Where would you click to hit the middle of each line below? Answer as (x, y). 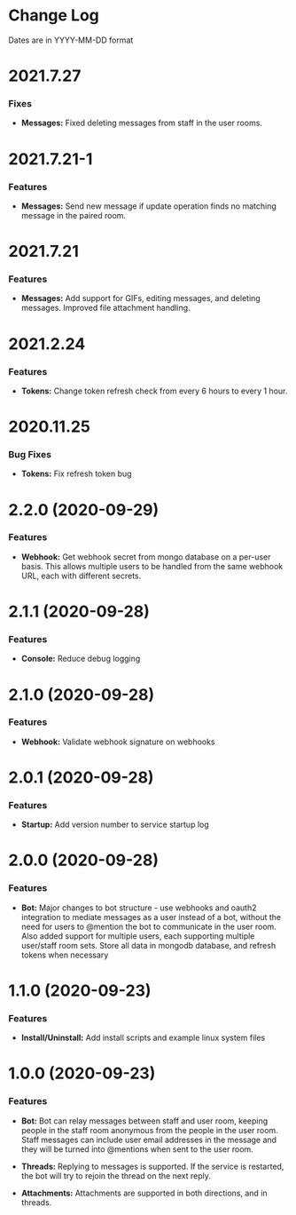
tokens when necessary (65, 955)
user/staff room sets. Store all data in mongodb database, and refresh (148, 945)
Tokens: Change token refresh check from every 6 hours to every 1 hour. (154, 391)
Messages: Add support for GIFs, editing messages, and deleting (140, 298)
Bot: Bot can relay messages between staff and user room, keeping (144, 1121)
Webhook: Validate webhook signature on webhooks (118, 742)
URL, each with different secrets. (81, 576)
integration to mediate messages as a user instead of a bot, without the (151, 917)
